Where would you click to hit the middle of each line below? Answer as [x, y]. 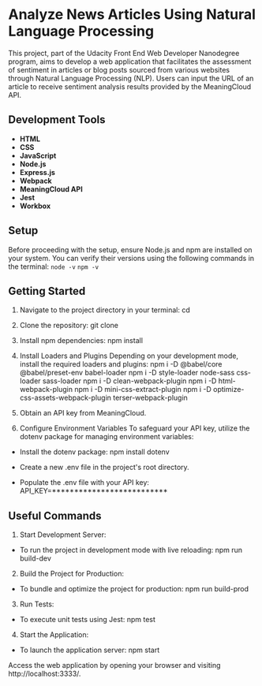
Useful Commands [55, 515]
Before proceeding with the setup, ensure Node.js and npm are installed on [130, 249]
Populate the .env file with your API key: [84, 483]
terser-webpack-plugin [150, 398]
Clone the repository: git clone [69, 326]
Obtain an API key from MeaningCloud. [83, 413]
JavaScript [38, 155]
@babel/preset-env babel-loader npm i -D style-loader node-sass [127, 373]
